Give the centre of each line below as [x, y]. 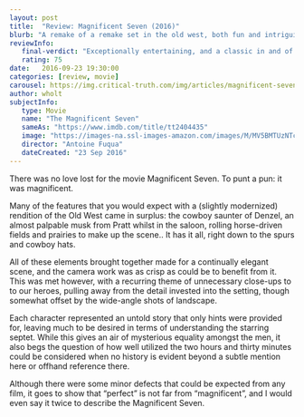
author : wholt [36, 93]
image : [34, 136]
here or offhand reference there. [70, 366]
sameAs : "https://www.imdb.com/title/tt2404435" [114, 128]
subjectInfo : [34, 102]
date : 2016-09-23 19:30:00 [64, 69]
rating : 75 [42, 60]
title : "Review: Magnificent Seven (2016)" [95, 26]
